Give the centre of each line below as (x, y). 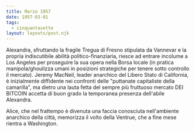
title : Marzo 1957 (28, 11)
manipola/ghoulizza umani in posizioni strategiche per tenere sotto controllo (98, 69)
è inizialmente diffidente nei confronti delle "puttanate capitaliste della (90, 81)
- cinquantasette (32, 28)
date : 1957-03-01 (27, 17)
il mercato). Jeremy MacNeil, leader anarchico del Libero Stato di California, (97, 75)
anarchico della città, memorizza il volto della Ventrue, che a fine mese (91, 117)
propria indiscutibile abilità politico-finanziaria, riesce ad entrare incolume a (97, 56)
